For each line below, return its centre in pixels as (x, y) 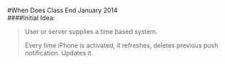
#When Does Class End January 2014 (63, 10)
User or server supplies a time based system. (91, 32)
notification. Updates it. (59, 53)
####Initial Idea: (31, 18)
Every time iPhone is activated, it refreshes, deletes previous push (121, 45)
